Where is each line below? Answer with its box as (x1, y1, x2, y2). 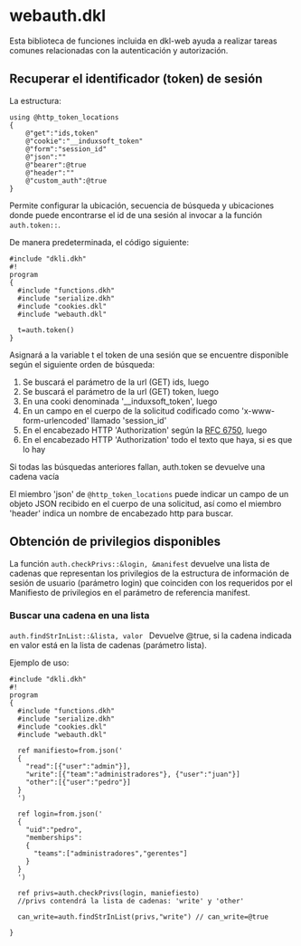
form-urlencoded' (22, 415, 89, 425)
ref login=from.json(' (17, 809, 103, 818)
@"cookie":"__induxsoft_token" (25, 137, 144, 146)
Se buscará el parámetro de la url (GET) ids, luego (22, 377, 210, 387)
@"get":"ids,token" (25, 129, 99, 138)
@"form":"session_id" (25, 144, 107, 154)
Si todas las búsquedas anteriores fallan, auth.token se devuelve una (9, 461, 266, 472)
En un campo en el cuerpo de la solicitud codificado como (22, 405, 240, 416)
